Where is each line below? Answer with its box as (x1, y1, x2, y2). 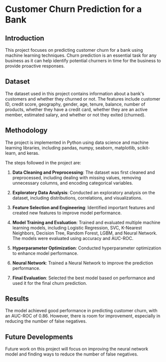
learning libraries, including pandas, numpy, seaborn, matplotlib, (5, 144, 136, 150)
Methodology (5, 126, 48, 135)
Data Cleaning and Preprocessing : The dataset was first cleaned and (12, 169, 155, 175)
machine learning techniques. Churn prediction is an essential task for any (5, 52, 157, 58)
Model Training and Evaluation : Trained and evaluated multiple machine (12, 219, 161, 225)
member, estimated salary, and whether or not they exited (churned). (5, 112, 146, 118)
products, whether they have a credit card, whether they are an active (5, 106, 148, 113)
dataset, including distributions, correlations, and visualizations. (12, 195, 143, 201)
